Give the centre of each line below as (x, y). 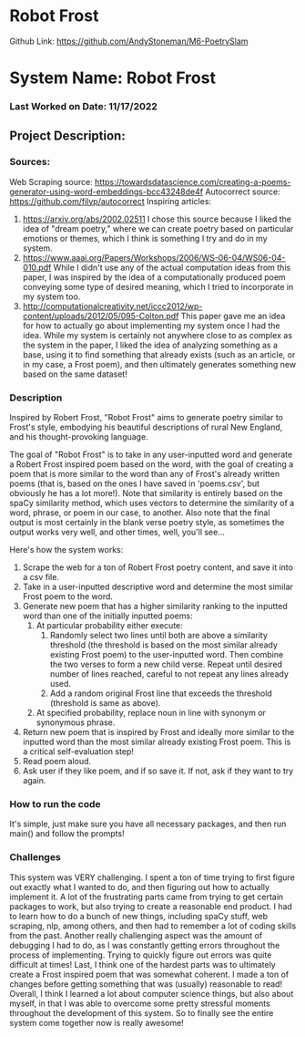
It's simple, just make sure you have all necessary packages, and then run (148, 824)
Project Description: (67, 136)
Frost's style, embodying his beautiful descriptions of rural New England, (146, 427)
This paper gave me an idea (233, 316)
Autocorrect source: (242, 192)
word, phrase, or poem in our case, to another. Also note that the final (140, 513)
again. (34, 781)
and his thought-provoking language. (79, 437)
